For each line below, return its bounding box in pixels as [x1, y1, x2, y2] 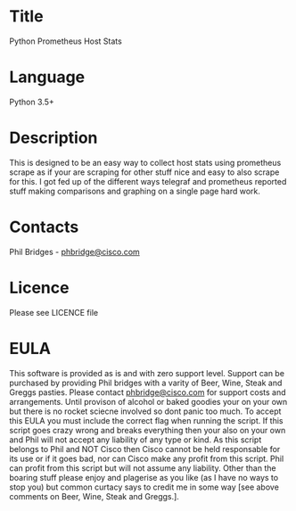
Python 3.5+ [9, 96, 55, 107]
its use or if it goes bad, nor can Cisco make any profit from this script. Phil [9, 453, 284, 464]
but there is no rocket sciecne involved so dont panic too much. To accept [9, 406, 282, 416]
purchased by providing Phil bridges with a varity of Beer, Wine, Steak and [9, 377, 283, 388]
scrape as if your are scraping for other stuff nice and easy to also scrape [9, 167, 280, 177]
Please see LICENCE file [9, 307, 99, 317]
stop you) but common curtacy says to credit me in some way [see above [9, 482, 279, 492]
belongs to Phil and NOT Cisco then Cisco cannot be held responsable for [9, 443, 281, 454]
